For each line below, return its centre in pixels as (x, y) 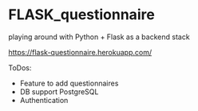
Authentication (44, 100)
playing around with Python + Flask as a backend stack (99, 37)
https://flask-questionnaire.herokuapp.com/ (80, 52)
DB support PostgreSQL (59, 91)
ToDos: (20, 67)
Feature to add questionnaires (69, 83)
